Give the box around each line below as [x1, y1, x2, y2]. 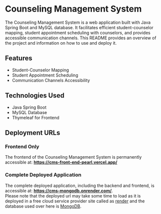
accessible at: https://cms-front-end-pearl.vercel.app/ [5, 159, 117, 165]
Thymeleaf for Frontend [12, 115, 59, 120]
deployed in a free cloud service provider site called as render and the [5, 198, 145, 204]
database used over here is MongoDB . [5, 203, 82, 209]
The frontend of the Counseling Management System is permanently [5, 154, 142, 160]
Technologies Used [5, 91, 64, 100]
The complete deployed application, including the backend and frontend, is [5, 182, 155, 188]
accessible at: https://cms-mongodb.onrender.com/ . [5, 188, 113, 194]
